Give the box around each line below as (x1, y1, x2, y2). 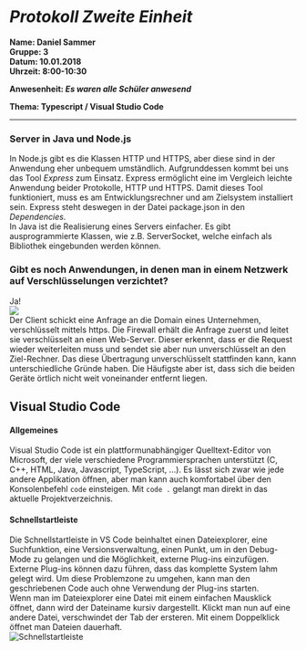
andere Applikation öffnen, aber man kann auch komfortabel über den (9, 474, 271, 485)
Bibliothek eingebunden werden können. (9, 240, 161, 252)
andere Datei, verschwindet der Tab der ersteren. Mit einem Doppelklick (9, 612, 280, 623)
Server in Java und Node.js (9, 132, 132, 145)
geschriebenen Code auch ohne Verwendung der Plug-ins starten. (9, 582, 260, 594)
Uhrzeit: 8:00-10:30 (9, 66, 87, 77)
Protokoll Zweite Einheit (9, 6, 193, 27)
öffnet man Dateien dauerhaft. (9, 622, 123, 633)
